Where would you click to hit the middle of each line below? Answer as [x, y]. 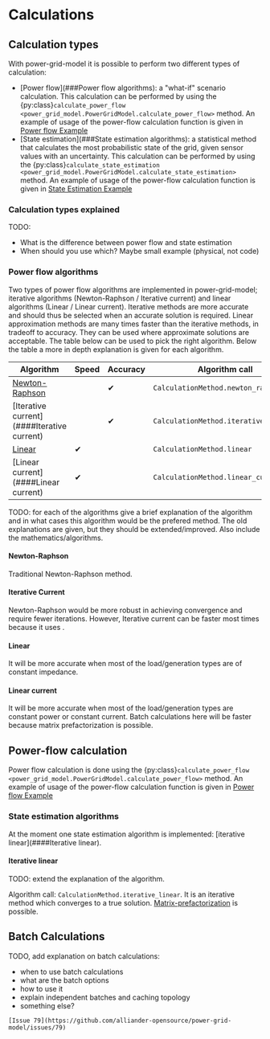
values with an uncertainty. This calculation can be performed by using [137, 156]
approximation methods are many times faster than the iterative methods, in [134, 324]
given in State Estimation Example [76, 189]
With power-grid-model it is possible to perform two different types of [124, 63]
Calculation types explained [64, 209]
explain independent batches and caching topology [105, 997]
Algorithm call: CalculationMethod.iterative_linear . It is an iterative [122, 894]
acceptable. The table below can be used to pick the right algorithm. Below [133, 341]
